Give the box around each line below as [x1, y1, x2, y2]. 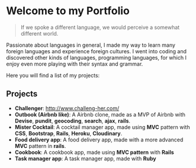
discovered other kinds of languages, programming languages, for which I [6, 54, 187, 61]
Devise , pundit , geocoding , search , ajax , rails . [14, 117, 131, 124]
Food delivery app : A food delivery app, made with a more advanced [14, 136, 184, 143]
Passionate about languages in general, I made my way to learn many [6, 41, 176, 49]
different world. [20, 30, 59, 37]
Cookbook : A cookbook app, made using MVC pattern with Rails [14, 148, 175, 156]
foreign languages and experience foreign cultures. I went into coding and [6, 47, 187, 54]
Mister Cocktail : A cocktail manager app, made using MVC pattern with [14, 123, 191, 131]
